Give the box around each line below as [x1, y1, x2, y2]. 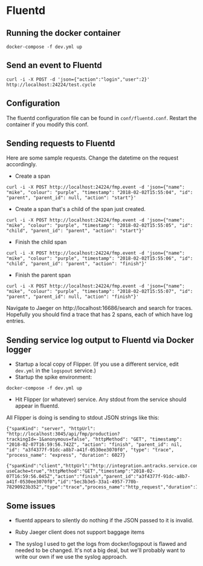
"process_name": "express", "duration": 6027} [6, 453, 126, 459]
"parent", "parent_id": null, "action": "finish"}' [6, 294, 139, 300]
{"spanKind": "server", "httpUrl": [6, 426, 96, 432]
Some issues [6, 500, 56, 511]
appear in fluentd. [14, 402, 60, 409]
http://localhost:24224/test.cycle [6, 81, 96, 88]
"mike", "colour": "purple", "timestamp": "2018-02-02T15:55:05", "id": [6, 223, 193, 229]
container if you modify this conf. [6, 121, 89, 128]
